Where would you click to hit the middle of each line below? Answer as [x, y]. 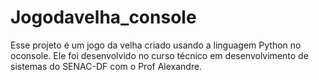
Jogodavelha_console [103, 17]
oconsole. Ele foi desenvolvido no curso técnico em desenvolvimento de [159, 55]
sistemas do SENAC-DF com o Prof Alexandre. [106, 66]
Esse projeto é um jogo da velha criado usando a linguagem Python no [156, 45]
